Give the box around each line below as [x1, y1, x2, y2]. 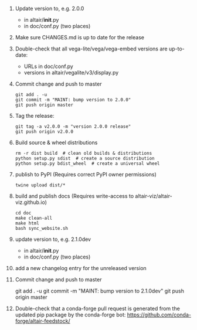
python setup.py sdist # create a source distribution [15, 155, 155, 161]
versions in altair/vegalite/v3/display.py [23, 69, 119, 76]
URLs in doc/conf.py [23, 63, 74, 70]
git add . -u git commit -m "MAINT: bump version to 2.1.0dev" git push [15, 287, 184, 294]
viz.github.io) [15, 199, 47, 206]
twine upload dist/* [15, 182, 66, 188]
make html [15, 220, 40, 226]
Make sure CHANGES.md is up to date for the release [15, 34, 144, 40]
